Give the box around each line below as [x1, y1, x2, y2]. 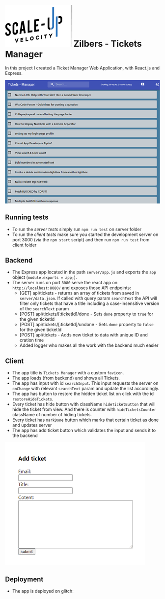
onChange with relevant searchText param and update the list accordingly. [12, 386, 160, 392]
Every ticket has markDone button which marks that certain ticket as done [12, 417, 159, 423]
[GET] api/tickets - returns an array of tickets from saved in [19, 290, 139, 296]
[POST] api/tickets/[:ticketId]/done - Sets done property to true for [19, 311, 154, 317]
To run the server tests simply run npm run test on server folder [12, 226, 141, 232]
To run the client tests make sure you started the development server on [12, 232, 159, 237]
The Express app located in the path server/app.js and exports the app [12, 269, 156, 275]
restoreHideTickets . [12, 396, 54, 402]
